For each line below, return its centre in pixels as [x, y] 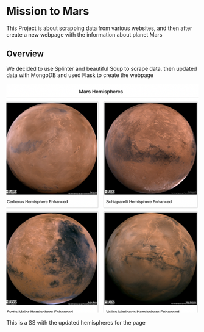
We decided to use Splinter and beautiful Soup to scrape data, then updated [102, 68]
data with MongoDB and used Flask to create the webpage [80, 75]
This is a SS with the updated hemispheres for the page [76, 323]
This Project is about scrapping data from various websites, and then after [99, 28]
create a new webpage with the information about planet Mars [84, 34]
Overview [25, 54]
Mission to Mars [48, 11]
